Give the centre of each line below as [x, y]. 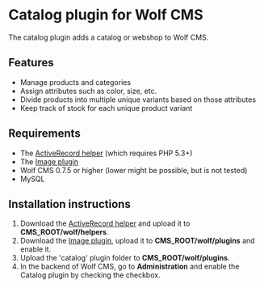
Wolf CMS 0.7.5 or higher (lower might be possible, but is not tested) [134, 170]
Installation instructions [69, 204]
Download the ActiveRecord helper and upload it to [105, 223]
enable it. [36, 249]
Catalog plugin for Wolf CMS [106, 15]
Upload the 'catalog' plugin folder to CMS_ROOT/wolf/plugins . [125, 258]
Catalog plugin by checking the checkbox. [90, 275]
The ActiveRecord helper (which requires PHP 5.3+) [106, 153]
